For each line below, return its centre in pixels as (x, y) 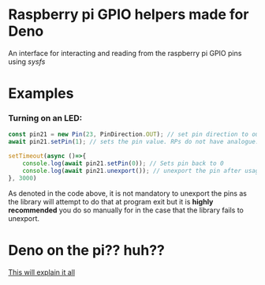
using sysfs (27, 62)
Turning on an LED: (45, 118)
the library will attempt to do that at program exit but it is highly (111, 201)
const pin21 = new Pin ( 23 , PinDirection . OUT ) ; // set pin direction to (128, 135)
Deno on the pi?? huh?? (87, 250)
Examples (41, 94)
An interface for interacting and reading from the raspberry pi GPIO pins (125, 53)
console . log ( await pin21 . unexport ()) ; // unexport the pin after (132, 171)
